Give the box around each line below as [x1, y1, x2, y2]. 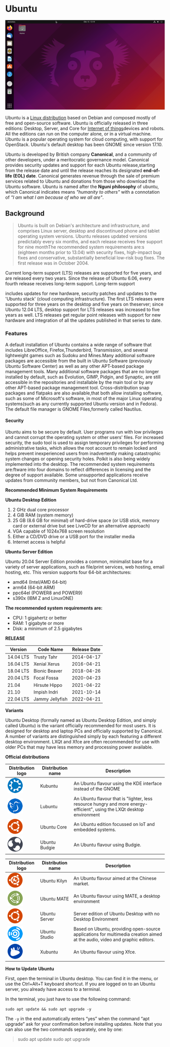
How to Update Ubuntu [5, 966, 54, 972]
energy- [130, 801, 148, 807]
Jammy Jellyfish [33, 696, 68, 702]
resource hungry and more [73, 801, 130, 807]
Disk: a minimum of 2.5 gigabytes [12, 625, 82, 631]
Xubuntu [40, 949, 58, 955]
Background [5, 209, 45, 217]
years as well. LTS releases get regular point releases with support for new [5, 312, 161, 318]
